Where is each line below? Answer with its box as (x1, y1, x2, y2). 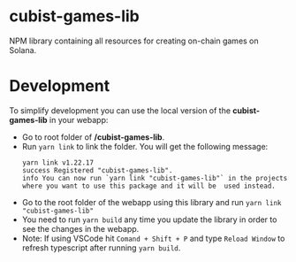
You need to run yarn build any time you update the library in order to (21, 214, 277, 225)
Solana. (9, 44, 37, 55)
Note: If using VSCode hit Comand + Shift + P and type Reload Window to (21, 233, 285, 243)
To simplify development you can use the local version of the (9, 104, 231, 116)
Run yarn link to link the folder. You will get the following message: (21, 141, 269, 151)
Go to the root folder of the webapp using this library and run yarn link (21, 196, 282, 207)
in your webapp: (49, 114, 109, 125)
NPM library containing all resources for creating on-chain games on (9, 35, 259, 46)
